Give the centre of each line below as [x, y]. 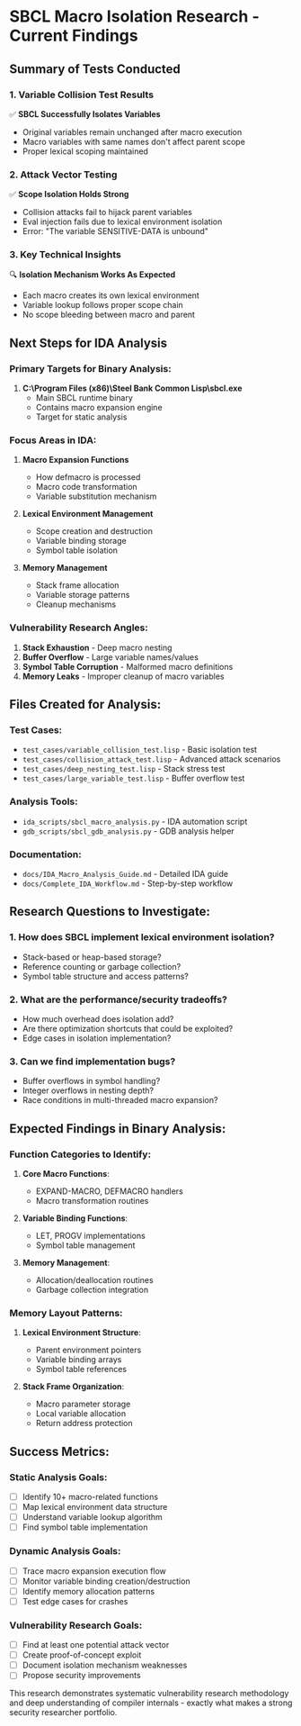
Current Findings [74, 36]
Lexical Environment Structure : [81, 1333]
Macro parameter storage [83, 1404]
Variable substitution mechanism [96, 496]
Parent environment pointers [89, 1350]
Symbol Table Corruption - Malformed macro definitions [128, 666]
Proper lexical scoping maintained [85, 151]
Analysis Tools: [44, 801]
